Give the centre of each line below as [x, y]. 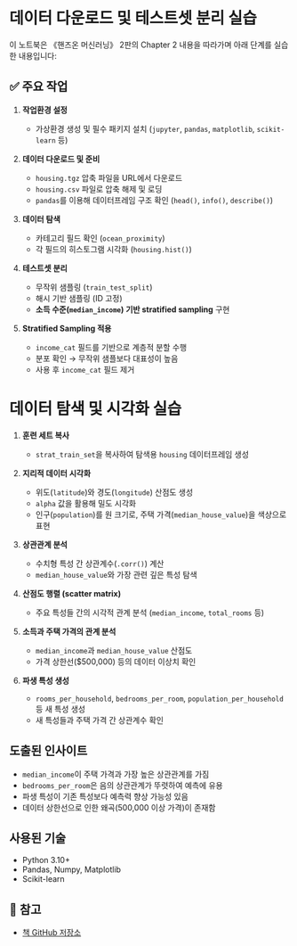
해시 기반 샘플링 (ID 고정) [79, 298]
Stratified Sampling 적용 [67, 328]
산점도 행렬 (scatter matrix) [72, 593]
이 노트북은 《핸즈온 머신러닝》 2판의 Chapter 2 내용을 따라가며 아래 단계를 [141, 45]
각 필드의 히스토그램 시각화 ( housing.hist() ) [114, 249]
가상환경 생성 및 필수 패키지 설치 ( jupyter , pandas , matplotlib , [145, 128]
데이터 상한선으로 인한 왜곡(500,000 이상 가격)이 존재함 [119, 807]
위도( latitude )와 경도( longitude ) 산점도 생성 [114, 492]
